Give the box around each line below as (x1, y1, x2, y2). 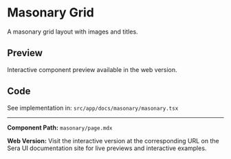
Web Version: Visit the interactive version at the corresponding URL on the (7, 136, 219, 145)
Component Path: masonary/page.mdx (7, 123, 113, 132)
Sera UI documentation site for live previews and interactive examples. (7, 144, 207, 152)
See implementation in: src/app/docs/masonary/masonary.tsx (7, 103, 179, 112)
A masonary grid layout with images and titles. (7, 27, 139, 36)
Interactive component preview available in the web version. (7, 65, 177, 73)
